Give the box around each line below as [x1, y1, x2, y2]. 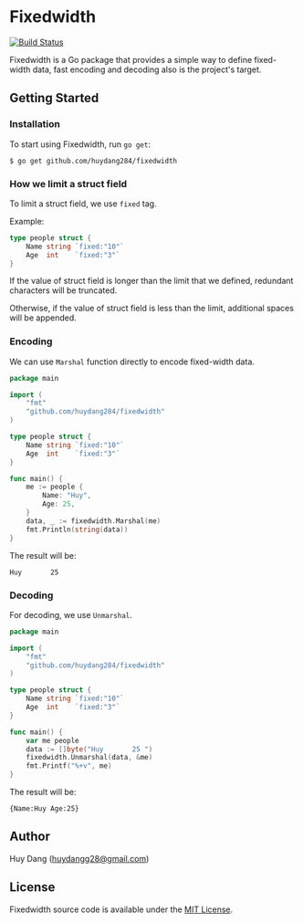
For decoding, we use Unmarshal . [9, 609, 132, 620]
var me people [26, 736, 79, 745]
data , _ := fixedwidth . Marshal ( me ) [26, 516, 162, 526]
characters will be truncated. [9, 285, 118, 296]
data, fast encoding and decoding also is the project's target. [32, 64, 262, 75]
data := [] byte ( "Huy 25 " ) [26, 744, 153, 754]
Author [9, 829, 50, 844]
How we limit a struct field [9, 177, 128, 190]
